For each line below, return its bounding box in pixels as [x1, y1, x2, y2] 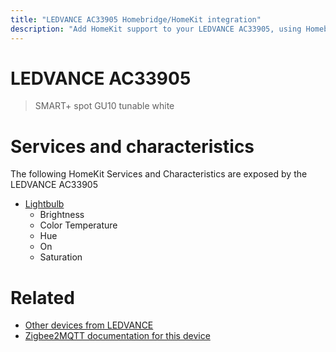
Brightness [39, 209, 85, 221]
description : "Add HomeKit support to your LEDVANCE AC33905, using [10, 24, 302, 34]
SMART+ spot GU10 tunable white [34, 100, 175, 112]
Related [10, 286, 75, 309]
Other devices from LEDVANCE [24, 319, 154, 331]
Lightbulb [24, 198, 65, 210]
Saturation [39, 251, 83, 263]
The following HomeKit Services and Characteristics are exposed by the [10, 168, 308, 180]
